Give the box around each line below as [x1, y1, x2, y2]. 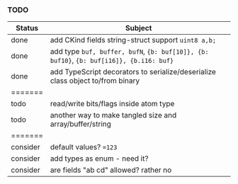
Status [16, 23, 39, 33]
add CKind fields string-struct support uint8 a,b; [50, 35, 217, 45]
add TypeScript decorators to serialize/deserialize [50, 67, 216, 77]
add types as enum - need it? [50, 154, 149, 163]
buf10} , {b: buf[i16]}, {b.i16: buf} [50, 55, 174, 65]
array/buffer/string [50, 119, 112, 129]
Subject [125, 23, 152, 33]
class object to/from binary [50, 76, 140, 86]
